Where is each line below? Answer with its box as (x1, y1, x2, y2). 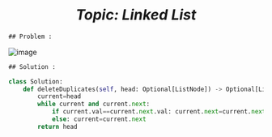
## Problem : (8, 32, 53, 41)
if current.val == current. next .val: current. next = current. (51, 108, 252, 116)
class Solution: (8, 77, 63, 86)
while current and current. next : (37, 100, 151, 109)
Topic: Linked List (75, 6, 197, 24)
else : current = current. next (51, 115, 147, 123)
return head (37, 122, 79, 131)
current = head (37, 92, 82, 101)
